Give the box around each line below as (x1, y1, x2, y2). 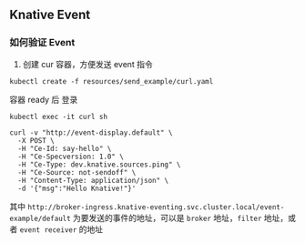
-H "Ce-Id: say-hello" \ (17, 144, 112, 153)
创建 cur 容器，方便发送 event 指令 (22, 58, 153, 69)
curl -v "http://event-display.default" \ (9, 127, 173, 137)
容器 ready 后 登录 (9, 94, 78, 105)
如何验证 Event (9, 36, 76, 49)
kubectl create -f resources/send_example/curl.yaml (9, 76, 214, 86)
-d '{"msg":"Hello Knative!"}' (17, 184, 137, 193)
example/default (9, 214, 71, 223)
